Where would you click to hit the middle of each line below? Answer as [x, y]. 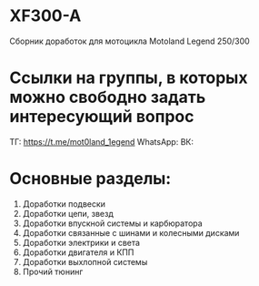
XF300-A [45, 16]
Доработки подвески [64, 204]
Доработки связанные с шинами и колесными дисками [131, 232]
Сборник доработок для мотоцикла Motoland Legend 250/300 [129, 41]
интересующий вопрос [102, 117]
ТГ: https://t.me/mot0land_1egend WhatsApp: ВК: [101, 141]
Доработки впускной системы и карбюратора [112, 223]
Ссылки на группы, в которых [129, 78]
